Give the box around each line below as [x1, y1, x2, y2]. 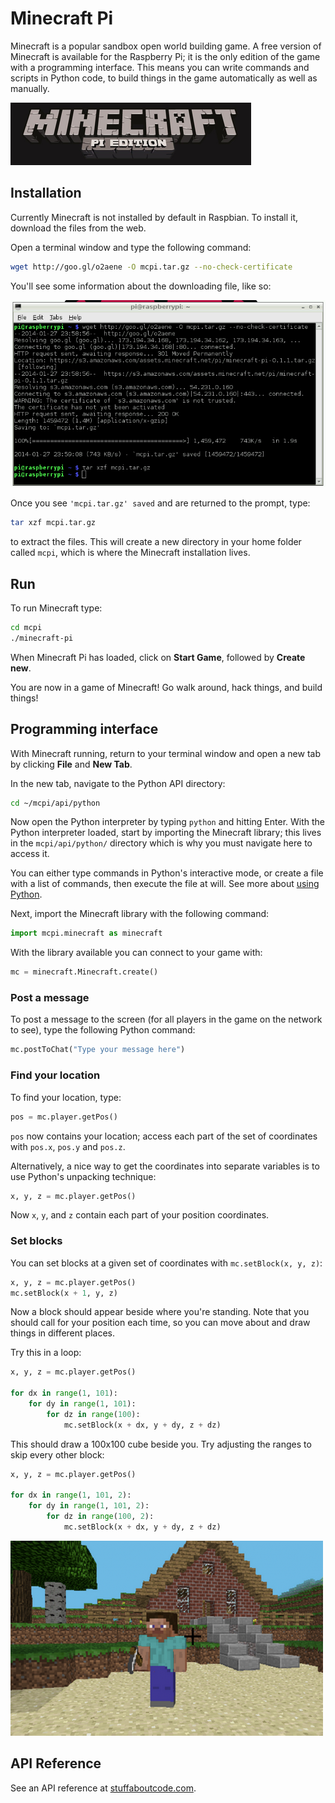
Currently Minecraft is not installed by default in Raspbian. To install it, [10, 211, 299, 223]
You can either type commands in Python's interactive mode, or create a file [10, 867, 324, 879]
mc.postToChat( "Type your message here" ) [10, 1045, 186, 1055]
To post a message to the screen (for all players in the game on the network [10, 1013, 323, 1026]
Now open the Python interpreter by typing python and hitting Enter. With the [10, 816, 326, 828]
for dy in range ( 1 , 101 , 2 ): [28, 1501, 150, 1511]
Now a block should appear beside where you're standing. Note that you [10, 1306, 310, 1318]
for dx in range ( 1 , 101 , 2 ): [10, 1490, 132, 1501]
